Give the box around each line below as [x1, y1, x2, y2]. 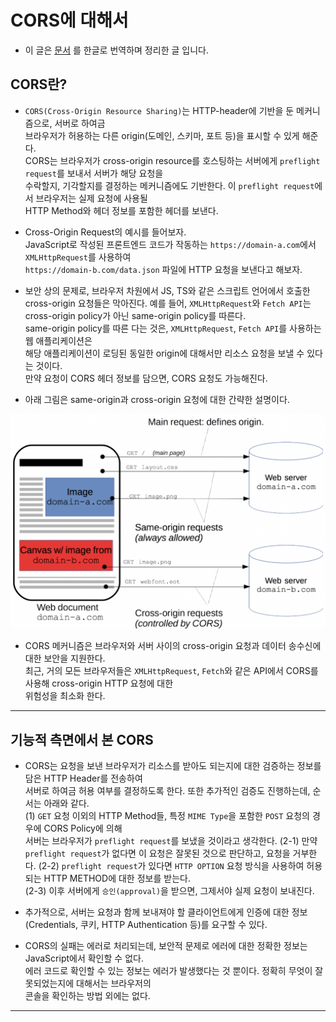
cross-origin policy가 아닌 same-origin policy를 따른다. [24, 309, 247, 321]
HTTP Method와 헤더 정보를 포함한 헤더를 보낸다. [24, 204, 219, 216]
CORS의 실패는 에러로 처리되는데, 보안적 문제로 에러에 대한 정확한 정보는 [24, 940, 308, 952]
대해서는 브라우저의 [76, 977, 152, 990]
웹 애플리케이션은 [24, 334, 93, 346]
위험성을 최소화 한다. [24, 690, 106, 702]
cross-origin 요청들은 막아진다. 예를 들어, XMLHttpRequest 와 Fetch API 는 [24, 297, 312, 309]
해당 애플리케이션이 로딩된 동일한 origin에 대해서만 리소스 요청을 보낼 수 [24, 347, 305, 359]
